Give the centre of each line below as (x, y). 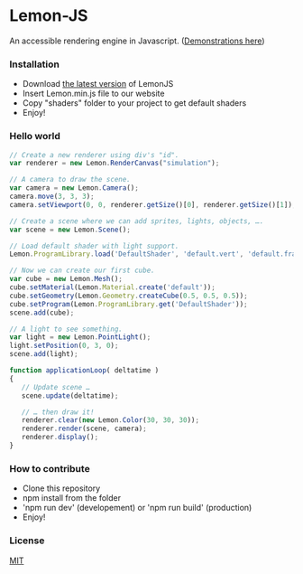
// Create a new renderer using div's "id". (94, 155)
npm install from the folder (72, 498)
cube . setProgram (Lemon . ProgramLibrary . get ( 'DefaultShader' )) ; (129, 304)
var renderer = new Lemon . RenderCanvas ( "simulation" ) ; (115, 164)
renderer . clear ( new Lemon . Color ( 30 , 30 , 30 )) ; (110, 420)
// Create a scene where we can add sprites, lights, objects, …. (137, 221)
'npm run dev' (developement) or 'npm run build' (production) (137, 508)
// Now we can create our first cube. (82, 271)
